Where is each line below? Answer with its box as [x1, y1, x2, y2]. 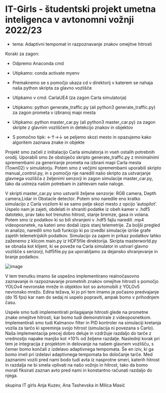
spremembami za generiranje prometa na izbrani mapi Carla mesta [5, 159, 141, 165]
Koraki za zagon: [5, 51, 40, 57]
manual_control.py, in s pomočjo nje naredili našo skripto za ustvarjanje [5, 170, 151, 176]
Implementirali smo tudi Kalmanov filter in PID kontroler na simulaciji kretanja [5, 319, 162, 325]
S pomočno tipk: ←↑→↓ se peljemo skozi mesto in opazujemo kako [12, 134, 152, 140]
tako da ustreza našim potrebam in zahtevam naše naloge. [5, 181, 124, 187]
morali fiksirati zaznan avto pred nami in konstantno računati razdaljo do [5, 367, 153, 373]
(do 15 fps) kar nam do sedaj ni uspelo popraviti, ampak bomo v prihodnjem [5, 294, 160, 300]
